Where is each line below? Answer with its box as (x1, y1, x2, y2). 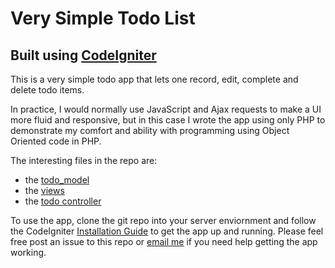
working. (10, 247, 47, 258)
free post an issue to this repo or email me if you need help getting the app (10, 236, 318, 247)
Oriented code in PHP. (10, 135, 102, 147)
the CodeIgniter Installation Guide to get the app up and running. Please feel (10, 225, 324, 237)
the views (24, 185, 65, 196)
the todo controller (24, 195, 102, 207)
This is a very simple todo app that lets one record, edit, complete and (10, 73, 299, 85)
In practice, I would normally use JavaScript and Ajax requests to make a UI (10, 103, 322, 115)
